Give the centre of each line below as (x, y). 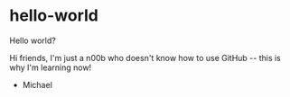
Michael (37, 84)
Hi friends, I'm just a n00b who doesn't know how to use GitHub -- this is (145, 57)
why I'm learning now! (51, 67)
